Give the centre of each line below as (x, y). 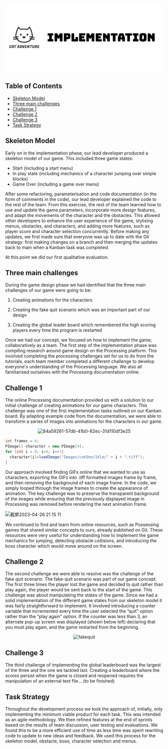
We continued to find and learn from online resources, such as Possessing (82, 525)
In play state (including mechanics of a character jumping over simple (84, 173)
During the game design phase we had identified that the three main (75, 285)
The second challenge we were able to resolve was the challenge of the (79, 574)
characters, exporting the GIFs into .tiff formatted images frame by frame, (81, 477)
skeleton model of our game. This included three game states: (69, 158)
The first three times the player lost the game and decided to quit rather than (84, 584)
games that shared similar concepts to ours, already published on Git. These (84, 530)
